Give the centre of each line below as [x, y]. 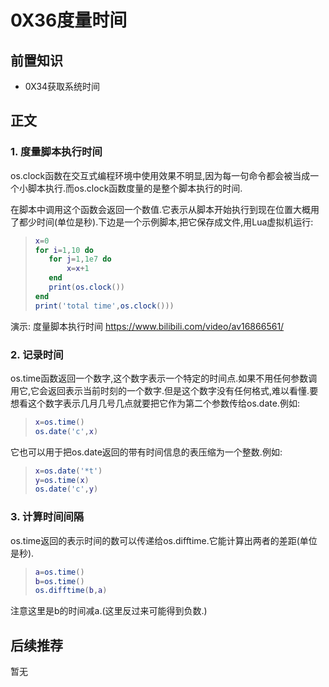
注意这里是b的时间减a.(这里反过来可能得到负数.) [109, 611]
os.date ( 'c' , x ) [66, 431]
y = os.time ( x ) [62, 480]
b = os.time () [59, 581]
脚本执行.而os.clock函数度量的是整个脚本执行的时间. [135, 188]
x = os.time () [59, 422]
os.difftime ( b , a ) [71, 591]
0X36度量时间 [69, 20]
